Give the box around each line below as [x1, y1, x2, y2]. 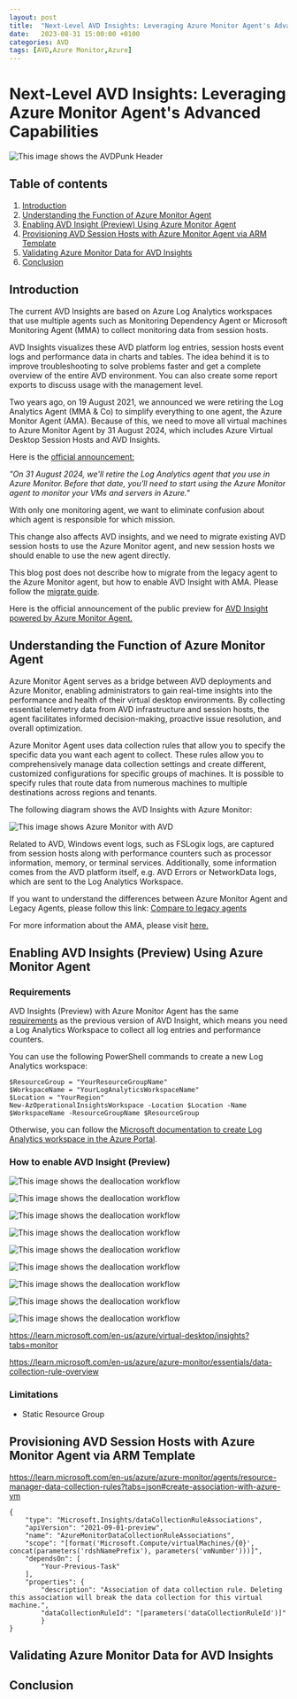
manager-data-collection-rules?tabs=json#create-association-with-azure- [9, 1481, 281, 1492]
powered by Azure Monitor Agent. [9, 612, 133, 623]
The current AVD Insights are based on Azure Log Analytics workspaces [9, 306, 272, 316]
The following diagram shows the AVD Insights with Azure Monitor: [9, 803, 253, 815]
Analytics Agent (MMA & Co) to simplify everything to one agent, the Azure [9, 406, 283, 416]
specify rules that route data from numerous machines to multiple [9, 777, 247, 788]
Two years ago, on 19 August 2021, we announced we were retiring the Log [9, 396, 284, 407]
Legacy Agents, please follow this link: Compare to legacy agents [9, 903, 247, 913]
